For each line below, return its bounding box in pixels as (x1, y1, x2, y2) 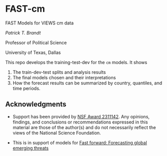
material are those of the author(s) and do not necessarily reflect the (12, 124, 156, 130)
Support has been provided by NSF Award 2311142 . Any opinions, (12, 113, 150, 119)
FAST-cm (5, 3, 45, 15)
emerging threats (12, 145, 49, 151)
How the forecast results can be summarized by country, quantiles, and (12, 80, 162, 86)
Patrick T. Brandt (5, 29, 41, 36)
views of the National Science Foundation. (12, 130, 102, 136)
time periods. (12, 85, 41, 91)
